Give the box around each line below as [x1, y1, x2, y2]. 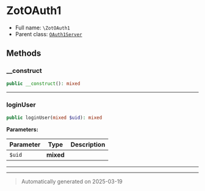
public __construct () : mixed [6, 80, 81, 86]
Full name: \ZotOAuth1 [15, 24, 70, 31]
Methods [6, 48, 41, 59]
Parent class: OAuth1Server [15, 30, 82, 37]
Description [70, 140, 106, 149]
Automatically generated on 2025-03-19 [21, 178, 123, 185]
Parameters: [6, 125, 38, 133]
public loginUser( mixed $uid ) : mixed [6, 114, 103, 121]
